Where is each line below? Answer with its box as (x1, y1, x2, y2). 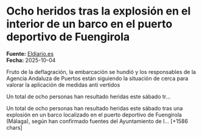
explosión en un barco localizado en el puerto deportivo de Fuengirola (6, 111, 183, 118)
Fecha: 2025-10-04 (6, 56, 56, 64)
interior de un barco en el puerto (6, 17, 173, 31)
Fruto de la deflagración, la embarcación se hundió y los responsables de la (6, 68, 197, 75)
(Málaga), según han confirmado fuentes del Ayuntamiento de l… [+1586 (6, 117, 189, 125)
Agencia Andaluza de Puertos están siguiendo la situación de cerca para (6, 75, 189, 82)
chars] (6, 124, 23, 131)
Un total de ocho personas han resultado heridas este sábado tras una (6, 104, 183, 112)
